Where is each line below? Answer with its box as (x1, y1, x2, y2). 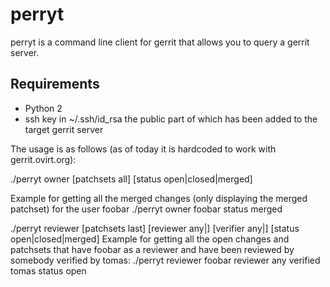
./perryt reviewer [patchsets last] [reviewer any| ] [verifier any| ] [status (10, 222, 300, 234)
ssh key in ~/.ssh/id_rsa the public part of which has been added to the (24, 113, 318, 125)
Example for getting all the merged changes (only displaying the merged (10, 192, 308, 204)
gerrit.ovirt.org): (10, 153, 77, 165)
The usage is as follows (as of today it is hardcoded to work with (10, 143, 277, 155)
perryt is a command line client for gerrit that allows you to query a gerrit (10, 36, 310, 48)
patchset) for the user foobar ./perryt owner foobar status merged (10, 203, 283, 215)
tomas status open (10, 264, 87, 277)
